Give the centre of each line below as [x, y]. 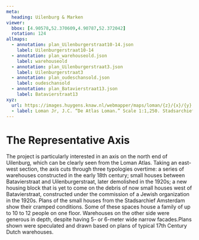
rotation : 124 [29, 34]
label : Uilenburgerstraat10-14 [55, 50]
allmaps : [17, 39]
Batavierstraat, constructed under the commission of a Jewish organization [98, 194]
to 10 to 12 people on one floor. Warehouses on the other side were [88, 213]
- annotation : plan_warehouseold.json [60, 56]
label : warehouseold [42, 61]
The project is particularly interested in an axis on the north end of [87, 156]
